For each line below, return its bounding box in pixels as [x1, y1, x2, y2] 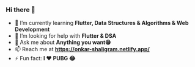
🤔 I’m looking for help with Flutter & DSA [14, 32, 117, 40]
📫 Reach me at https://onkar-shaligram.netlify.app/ [14, 46, 150, 53]
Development [14, 26, 50, 33]
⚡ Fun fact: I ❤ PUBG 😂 [14, 55, 76, 62]
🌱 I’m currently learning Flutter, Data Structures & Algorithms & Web [14, 19, 189, 27]
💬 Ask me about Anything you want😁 [14, 39, 111, 46]
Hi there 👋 [6, 5, 36, 14]
